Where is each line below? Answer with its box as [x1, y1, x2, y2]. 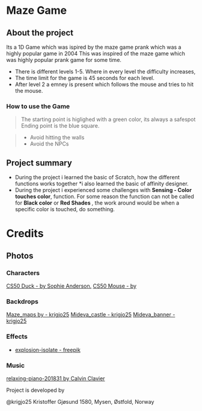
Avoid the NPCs [29, 140, 69, 147]
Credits [6, 227, 44, 241]
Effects [6, 332, 28, 341]
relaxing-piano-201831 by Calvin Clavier [6, 374, 105, 382]
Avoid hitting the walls [29, 134, 85, 141]
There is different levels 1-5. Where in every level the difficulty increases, [14, 68, 196, 75]
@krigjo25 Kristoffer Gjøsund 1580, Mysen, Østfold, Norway [6, 398, 155, 405]
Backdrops [6, 297, 39, 306]
